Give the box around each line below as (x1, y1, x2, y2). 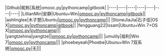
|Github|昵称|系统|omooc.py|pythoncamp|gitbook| (5, 5, 107, 10)
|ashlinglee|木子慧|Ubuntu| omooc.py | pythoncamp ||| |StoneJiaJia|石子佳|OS (5, 17, 158, 22)
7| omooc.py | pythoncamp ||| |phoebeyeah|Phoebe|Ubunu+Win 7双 (5, 39, 138, 45)
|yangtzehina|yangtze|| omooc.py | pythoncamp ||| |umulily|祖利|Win (5, 34, 140, 39)
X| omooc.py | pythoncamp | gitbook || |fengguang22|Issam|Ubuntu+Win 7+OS (5, 22, 158, 28)
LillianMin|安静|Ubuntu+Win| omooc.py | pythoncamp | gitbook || (22, 11, 146, 17)
